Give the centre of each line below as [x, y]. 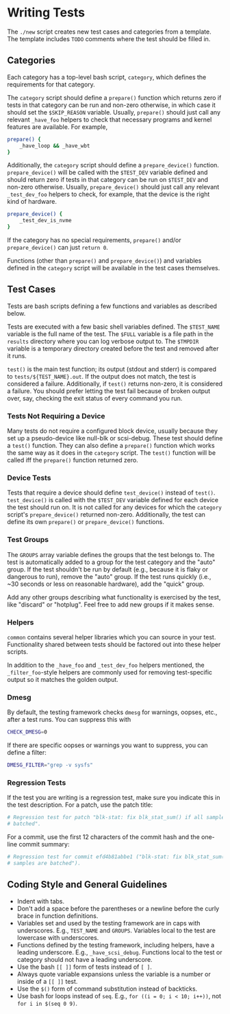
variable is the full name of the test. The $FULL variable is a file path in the [110, 333]
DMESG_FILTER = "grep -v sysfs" [50, 765]
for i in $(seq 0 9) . [47, 1003]
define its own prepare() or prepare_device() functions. [86, 522]
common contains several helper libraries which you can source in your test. [112, 637]
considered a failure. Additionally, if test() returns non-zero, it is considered [115, 384]
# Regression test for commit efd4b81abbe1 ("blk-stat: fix [95, 857]
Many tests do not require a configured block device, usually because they [112, 431]
